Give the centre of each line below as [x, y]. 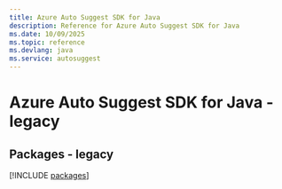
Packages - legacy [61, 154]
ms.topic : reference [47, 42]
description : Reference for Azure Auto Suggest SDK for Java [125, 26]
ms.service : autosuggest [55, 59]
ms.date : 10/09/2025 [47, 34]
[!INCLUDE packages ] [49, 175]
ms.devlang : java [41, 51]
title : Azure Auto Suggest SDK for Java [85, 17]
